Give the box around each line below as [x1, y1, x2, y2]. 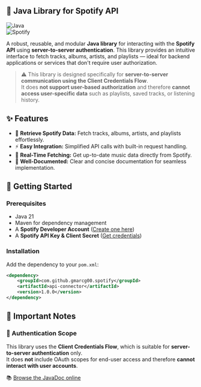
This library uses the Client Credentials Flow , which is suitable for [6, 343, 170, 350]
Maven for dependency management [14, 220, 107, 227]
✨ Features [6, 113, 49, 124]
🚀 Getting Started [6, 181, 73, 192]
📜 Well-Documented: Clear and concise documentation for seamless [14, 157, 187, 165]
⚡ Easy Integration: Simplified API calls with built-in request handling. [14, 142, 188, 150]
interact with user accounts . [6, 362, 78, 369]
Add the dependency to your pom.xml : [6, 260, 99, 268]
